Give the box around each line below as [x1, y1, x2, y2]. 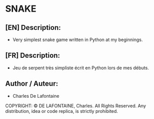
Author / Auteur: [5, 80, 58, 88]
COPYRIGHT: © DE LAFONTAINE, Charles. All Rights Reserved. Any [5, 102, 146, 109]
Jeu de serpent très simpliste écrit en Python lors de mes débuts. [12, 64, 149, 71]
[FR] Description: [5, 51, 60, 60]
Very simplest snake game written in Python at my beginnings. [12, 36, 143, 43]
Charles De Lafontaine [12, 93, 60, 99]
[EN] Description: [5, 23, 61, 32]
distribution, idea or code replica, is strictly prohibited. [5, 108, 118, 114]
